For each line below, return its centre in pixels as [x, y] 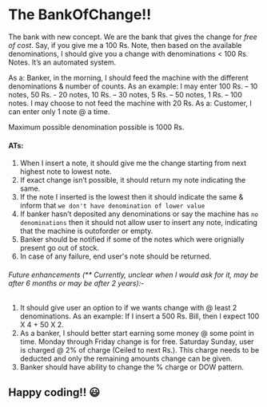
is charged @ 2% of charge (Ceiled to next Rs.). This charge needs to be [139, 350]
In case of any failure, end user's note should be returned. [116, 256]
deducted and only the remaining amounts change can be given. [126, 359]
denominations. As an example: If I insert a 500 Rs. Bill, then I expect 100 [139, 316]
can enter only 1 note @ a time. [59, 111]
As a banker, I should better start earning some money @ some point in [137, 334]
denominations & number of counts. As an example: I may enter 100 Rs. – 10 [133, 86]
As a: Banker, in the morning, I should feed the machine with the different [129, 77]
